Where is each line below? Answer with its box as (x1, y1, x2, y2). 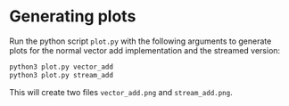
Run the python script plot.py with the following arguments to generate (9, 36, 272, 46)
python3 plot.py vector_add (9, 62, 114, 71)
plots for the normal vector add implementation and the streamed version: (9, 45, 281, 55)
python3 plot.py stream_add (9, 70, 114, 79)
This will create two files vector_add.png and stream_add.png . (9, 86, 234, 97)
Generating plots (9, 6, 136, 27)
